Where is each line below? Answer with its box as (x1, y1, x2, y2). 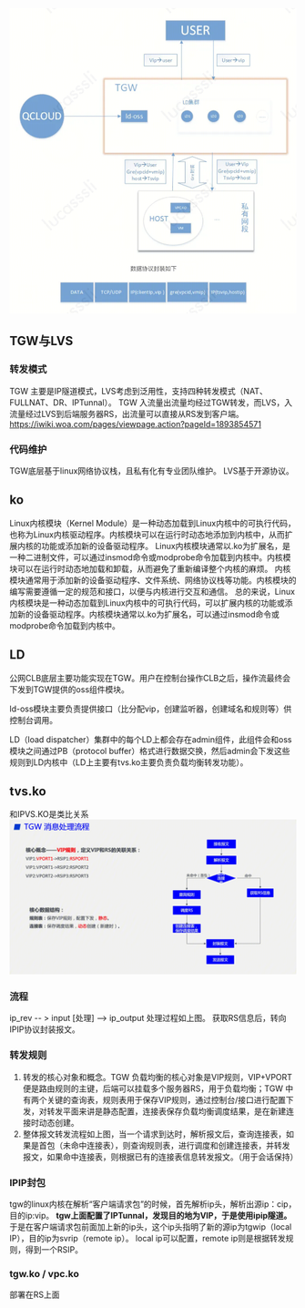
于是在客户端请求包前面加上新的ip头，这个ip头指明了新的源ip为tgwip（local (9, 1221, 292, 1232)
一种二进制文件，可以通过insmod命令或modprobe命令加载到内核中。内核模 (9, 551, 291, 563)
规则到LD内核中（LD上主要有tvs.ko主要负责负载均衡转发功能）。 (9, 756, 249, 768)
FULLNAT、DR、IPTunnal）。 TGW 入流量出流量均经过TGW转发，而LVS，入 (9, 396, 293, 408)
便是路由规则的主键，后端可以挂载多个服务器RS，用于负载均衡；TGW (22, 1083, 284, 1094)
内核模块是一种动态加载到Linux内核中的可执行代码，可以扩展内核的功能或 (9, 597, 285, 608)
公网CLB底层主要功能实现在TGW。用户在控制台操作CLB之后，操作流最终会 (9, 672, 291, 683)
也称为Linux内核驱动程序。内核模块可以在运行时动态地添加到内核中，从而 (9, 528, 285, 540)
